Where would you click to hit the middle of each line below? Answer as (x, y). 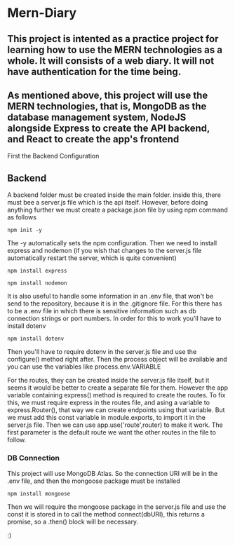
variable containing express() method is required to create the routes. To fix (116, 395)
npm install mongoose (39, 493)
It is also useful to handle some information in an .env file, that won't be (110, 296)
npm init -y (25, 230)
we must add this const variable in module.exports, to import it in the (106, 418)
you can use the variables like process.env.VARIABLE (84, 367)
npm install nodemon (38, 283)
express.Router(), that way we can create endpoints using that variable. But (116, 410)
